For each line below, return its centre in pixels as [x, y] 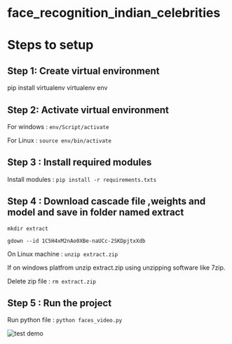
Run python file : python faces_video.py [65, 320]
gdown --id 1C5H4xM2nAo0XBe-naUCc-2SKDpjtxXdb [76, 241]
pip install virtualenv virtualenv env [57, 88]
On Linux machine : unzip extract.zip [63, 253]
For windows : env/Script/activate [58, 127]
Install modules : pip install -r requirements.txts [82, 179]
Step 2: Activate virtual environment [88, 110]
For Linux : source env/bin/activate [60, 140]
